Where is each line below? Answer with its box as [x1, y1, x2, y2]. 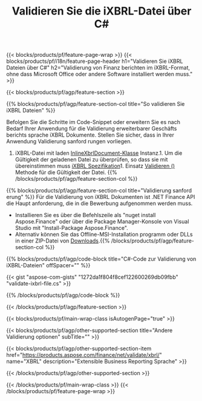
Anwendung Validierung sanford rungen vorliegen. [6, 138, 132, 145]
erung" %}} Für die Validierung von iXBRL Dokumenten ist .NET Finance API [6, 194, 195, 201]
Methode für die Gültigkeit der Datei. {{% [15, 169, 118, 176]
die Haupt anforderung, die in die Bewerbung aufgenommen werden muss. [6, 200, 193, 207]
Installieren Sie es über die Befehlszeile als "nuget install [15, 212, 156, 219]
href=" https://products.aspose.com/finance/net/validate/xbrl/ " [6, 351, 162, 359]
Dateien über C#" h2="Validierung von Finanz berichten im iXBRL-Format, [6, 64, 191, 71]
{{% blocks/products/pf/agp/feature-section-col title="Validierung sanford [6, 187, 192, 194]
